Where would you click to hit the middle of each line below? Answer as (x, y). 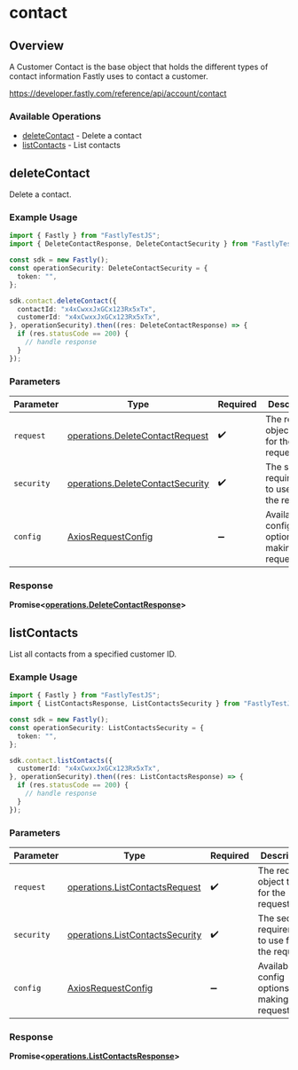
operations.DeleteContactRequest (138, 436)
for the (271, 893)
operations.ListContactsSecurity (134, 935)
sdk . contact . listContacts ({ (61, 760)
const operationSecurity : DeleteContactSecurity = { (109, 269)
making (273, 999)
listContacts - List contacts (71, 146)
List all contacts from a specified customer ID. (93, 654)
